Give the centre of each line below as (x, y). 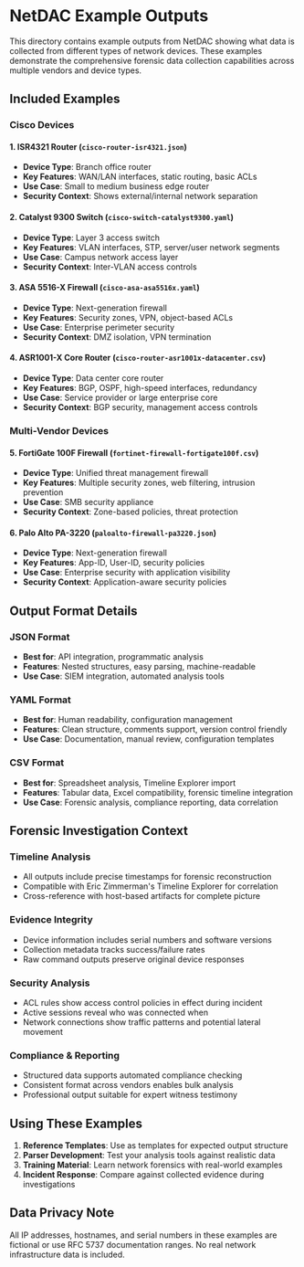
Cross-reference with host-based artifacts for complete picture (142, 896)
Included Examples (65, 99)
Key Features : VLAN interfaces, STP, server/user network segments (151, 247)
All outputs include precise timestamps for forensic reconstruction (147, 877)
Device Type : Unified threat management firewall (115, 473)
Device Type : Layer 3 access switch (91, 238)
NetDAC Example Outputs (109, 16)
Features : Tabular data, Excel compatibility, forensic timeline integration (158, 792)
